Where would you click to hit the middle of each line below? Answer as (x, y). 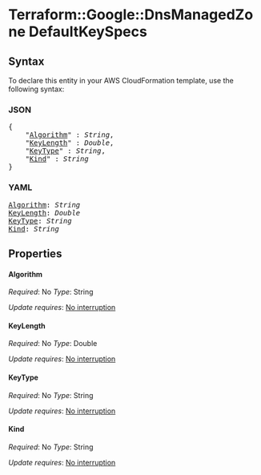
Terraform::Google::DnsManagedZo (131, 15)
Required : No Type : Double (53, 344)
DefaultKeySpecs (88, 32)
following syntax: (36, 89)
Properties (35, 254)
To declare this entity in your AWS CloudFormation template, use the (121, 81)
